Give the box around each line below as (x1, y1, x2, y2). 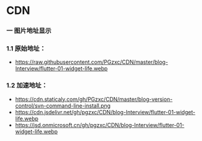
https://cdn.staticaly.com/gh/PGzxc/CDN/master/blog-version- (15, 95, 173, 103)
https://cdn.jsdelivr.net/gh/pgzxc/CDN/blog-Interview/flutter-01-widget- (15, 108, 196, 115)
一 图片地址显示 (6, 27, 52, 35)
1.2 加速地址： (6, 81, 48, 90)
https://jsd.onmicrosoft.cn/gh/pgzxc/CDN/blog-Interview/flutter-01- (15, 121, 185, 128)
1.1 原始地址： (6, 44, 46, 53)
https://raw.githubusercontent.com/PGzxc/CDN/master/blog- (15, 58, 169, 66)
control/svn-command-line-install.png (15, 101, 111, 109)
